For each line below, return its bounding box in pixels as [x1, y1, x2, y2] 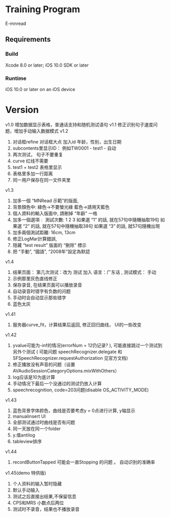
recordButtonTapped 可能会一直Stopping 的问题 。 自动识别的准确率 [12, 459, 155, 465]
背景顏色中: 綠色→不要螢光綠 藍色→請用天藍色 [12, 204, 110, 210]
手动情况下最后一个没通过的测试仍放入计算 [12, 380, 102, 386]
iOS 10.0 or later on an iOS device [5, 86, 75, 92]
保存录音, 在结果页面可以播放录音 [12, 281, 82, 288]
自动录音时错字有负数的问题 [12, 288, 71, 294]
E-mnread [5, 20, 26, 26]
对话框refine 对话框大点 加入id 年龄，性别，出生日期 [12, 138, 122, 145]
